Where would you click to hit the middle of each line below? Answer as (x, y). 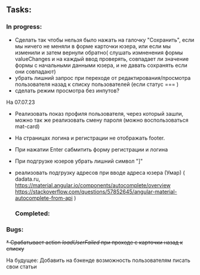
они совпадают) (35, 72)
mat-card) (27, 126)
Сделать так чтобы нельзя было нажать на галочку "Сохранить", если (104, 40)
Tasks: (19, 10)
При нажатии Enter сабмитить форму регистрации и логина (91, 149)
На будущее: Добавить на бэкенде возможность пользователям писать (99, 260)
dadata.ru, (27, 179)
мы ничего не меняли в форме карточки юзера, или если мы (93, 46)
